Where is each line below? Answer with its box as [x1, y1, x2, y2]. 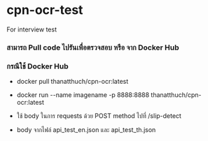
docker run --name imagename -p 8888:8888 [16, 91, 150, 99]
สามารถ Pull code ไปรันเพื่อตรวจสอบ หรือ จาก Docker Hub [6, 43, 179, 52]
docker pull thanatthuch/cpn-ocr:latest [16, 77, 129, 86]
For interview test [6, 25, 57, 34]
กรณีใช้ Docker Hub [6, 61, 69, 71]
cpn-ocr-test [6, 2, 83, 18]
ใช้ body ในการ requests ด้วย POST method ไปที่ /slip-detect [16, 112, 181, 120]
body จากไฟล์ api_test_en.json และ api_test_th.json [16, 126, 156, 134]
